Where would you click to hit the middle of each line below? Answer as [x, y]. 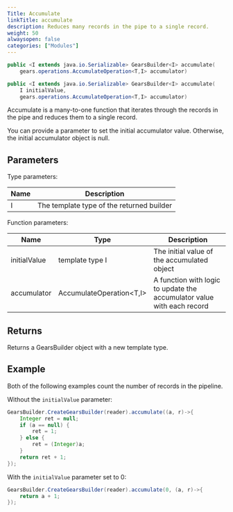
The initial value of [183, 252]
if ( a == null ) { [45, 425]
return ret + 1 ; [43, 457]
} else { [32, 438]
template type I [83, 260]
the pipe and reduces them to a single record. [72, 117]
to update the [175, 289]
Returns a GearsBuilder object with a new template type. [88, 347]
